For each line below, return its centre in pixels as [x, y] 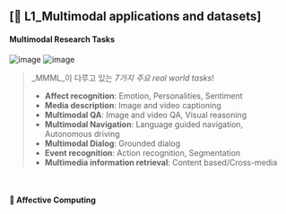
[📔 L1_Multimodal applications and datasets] [135, 17]
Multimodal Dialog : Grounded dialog [113, 143]
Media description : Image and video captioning [133, 105]
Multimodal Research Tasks [62, 39]
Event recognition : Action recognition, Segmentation [143, 152]
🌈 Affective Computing [53, 200]
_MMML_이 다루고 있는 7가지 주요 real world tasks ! [122, 78]
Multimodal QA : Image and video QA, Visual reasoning [146, 115]
